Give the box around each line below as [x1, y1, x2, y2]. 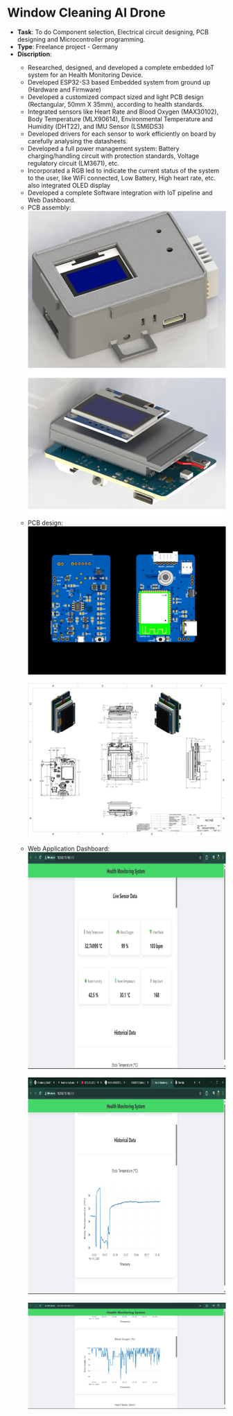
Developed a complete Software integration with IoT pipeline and [27, 189, 213, 197]
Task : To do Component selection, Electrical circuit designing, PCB [17, 28, 209, 36]
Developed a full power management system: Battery [27, 144, 180, 152]
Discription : [17, 50, 52, 58]
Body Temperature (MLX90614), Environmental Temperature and [27, 114, 213, 123]
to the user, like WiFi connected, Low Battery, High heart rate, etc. [27, 173, 216, 182]
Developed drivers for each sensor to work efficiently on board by [27, 130, 216, 138]
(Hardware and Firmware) [27, 85, 102, 94]
